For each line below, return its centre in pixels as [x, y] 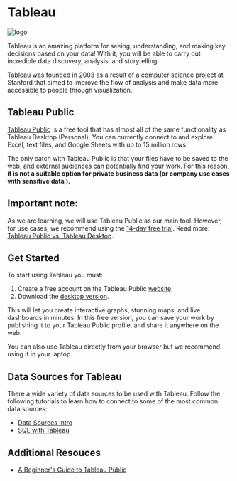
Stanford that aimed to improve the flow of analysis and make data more [113, 82]
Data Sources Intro [45, 423]
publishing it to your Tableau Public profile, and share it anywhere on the [113, 325]
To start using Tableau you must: [55, 275]
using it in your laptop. [40, 354]
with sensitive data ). [39, 181]
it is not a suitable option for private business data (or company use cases [118, 173]
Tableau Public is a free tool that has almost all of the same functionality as [117, 129]
